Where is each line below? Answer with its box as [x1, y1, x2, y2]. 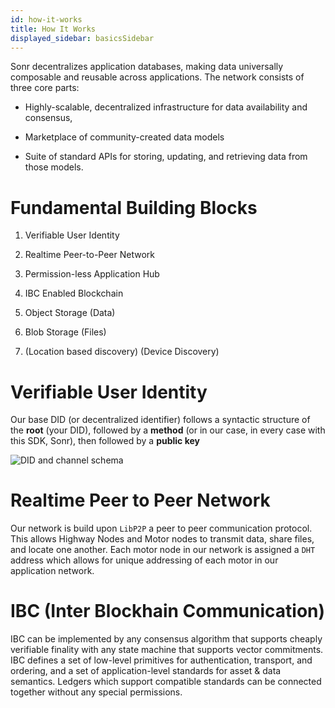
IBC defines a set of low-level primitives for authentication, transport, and [10, 654, 313, 666]
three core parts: [10, 82, 80, 94]
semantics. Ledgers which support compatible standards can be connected [10, 676, 322, 688]
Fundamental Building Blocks [10, 196, 258, 219]
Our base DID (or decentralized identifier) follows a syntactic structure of [10, 414, 311, 426]
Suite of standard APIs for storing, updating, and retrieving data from [24, 151, 308, 163]
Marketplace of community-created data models [24, 131, 225, 143]
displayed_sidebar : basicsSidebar [10, 33, 155, 43]
